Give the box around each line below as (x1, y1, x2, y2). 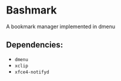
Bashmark (6, 4, 57, 17)
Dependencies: (6, 40, 63, 50)
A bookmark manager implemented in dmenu (6, 23, 116, 30)
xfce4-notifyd (14, 69, 49, 75)
